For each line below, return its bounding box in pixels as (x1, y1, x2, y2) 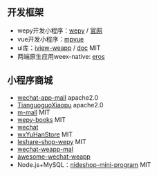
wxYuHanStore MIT (17, 130, 73, 139)
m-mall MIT (17, 108, 50, 116)
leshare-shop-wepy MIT (17, 137, 86, 146)
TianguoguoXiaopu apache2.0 (17, 100, 104, 109)
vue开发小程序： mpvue (17, 35, 84, 43)
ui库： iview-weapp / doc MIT (17, 44, 101, 52)
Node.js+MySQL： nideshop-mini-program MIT (17, 160, 151, 168)
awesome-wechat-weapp (17, 152, 91, 161)
